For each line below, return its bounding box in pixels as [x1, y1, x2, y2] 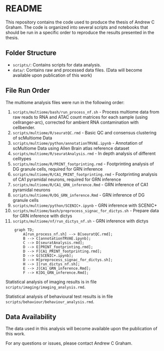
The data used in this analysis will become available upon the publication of [5, 326, 158, 331]
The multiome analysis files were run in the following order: [5, 99, 125, 105]
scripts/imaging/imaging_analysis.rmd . [5, 284, 86, 290]
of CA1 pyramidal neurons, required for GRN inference [12, 176, 122, 182]
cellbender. [12, 124, 36, 130]
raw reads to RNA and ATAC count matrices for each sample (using [12, 114, 148, 120]
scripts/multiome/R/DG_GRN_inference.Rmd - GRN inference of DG [12, 192, 145, 198]
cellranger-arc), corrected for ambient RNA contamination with [12, 119, 139, 125]
